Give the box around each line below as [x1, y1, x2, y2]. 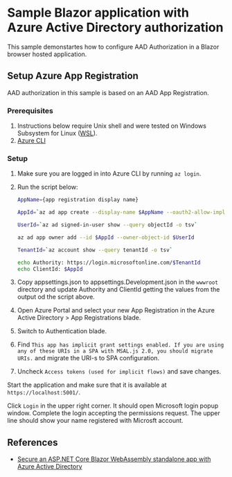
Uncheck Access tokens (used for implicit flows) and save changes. [17, 367, 222, 376]
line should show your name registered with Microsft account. [7, 417, 184, 425]
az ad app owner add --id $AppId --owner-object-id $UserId [17, 234, 195, 241]
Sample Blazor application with [7, 5, 189, 21]
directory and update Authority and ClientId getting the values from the [17, 285, 220, 294]
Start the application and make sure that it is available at [7, 380, 168, 390]
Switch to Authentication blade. [17, 327, 107, 335]
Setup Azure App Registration [7, 70, 139, 82]
